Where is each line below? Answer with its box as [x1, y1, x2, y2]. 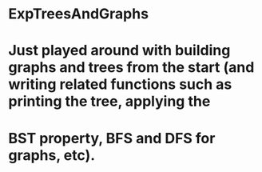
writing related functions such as [8, 75, 232, 94]
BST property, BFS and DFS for [8, 129, 216, 147]
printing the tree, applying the [8, 93, 211, 110]
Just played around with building [8, 42, 231, 60]
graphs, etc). [8, 146, 96, 164]
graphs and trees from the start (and [8, 58, 255, 77]
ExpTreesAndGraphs [8, 5, 149, 23]
